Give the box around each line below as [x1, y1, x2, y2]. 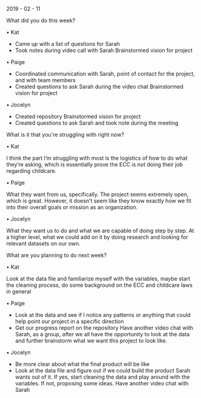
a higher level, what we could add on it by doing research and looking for [6, 233, 188, 241]
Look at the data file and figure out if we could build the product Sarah [15, 367, 191, 374]
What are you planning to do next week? [6, 252, 107, 259]
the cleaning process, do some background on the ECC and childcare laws [6, 281, 193, 289]
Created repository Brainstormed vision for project [15, 113, 141, 120]
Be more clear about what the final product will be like [15, 360, 150, 368]
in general [6, 288, 31, 295]
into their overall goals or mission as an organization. [6, 204, 138, 210]
